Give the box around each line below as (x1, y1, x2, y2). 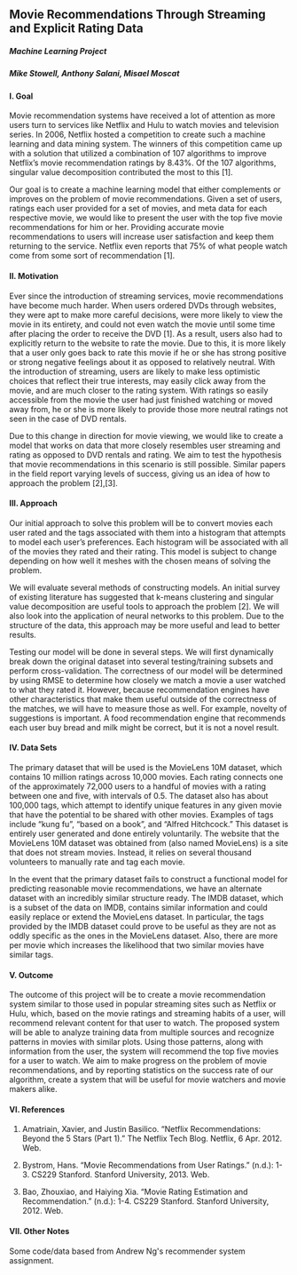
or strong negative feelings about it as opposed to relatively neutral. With (9, 356, 276, 367)
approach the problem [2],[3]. (9, 477, 118, 488)
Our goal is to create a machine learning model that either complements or (9, 184, 281, 195)
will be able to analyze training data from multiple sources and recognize (9, 1027, 275, 1038)
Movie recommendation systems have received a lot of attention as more (9, 110, 276, 121)
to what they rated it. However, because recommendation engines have (9, 684, 270, 695)
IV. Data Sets (9, 742, 58, 753)
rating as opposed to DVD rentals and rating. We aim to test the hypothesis (9, 449, 282, 460)
